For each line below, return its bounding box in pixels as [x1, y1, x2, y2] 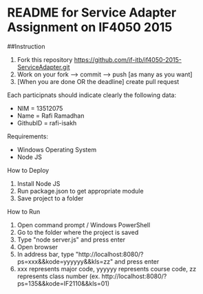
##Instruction [7, 42, 45, 50]
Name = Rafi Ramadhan [17, 112, 85, 120]
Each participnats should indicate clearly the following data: [7, 91, 177, 99]
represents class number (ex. [17, 272, 100, 280]
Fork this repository [17, 55, 73, 63]
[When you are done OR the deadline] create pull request [17, 77, 180, 85]
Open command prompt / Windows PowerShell [17, 220, 151, 229]
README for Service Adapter [7, 5, 177, 21]
